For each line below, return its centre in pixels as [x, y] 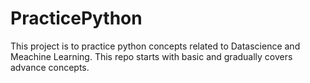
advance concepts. [50, 67]
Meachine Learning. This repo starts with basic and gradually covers [151, 56]
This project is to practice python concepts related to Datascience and [155, 46]
